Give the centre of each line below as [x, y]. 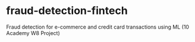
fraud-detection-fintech [67, 11]
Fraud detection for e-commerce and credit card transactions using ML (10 [97, 27]
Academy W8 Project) [33, 33]
